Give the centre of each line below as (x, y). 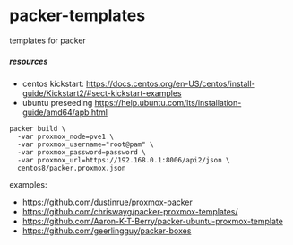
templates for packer (48, 40)
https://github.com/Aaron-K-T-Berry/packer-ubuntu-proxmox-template (153, 221)
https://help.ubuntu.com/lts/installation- (168, 102)
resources (29, 61)
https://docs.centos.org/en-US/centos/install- (171, 83)
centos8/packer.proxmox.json (72, 168)
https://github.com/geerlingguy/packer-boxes (107, 231)
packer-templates (78, 16)
